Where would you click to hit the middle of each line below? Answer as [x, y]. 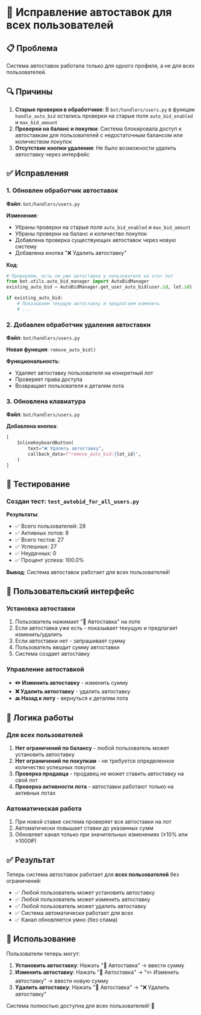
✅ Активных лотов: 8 [42, 533]
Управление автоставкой [45, 669]
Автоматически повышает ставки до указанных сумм [84, 828]
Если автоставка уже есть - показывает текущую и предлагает [96, 628]
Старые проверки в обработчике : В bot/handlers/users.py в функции [105, 109]
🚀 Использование [41, 939]
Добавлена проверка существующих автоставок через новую [95, 240]
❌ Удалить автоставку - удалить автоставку [73, 691]
